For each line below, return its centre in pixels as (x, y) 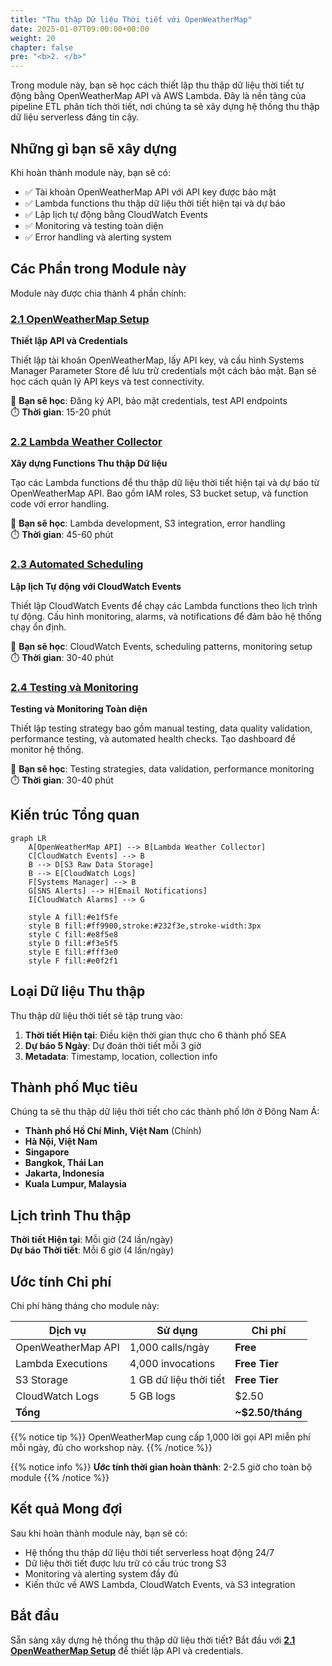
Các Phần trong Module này (98, 269)
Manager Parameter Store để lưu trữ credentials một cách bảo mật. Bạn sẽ (163, 371)
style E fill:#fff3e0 (73, 952)
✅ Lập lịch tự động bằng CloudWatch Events (116, 214)
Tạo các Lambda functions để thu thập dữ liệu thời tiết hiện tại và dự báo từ (165, 483)
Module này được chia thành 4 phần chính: (98, 293)
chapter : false (42, 47)
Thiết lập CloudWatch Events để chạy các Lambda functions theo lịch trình (164, 605)
